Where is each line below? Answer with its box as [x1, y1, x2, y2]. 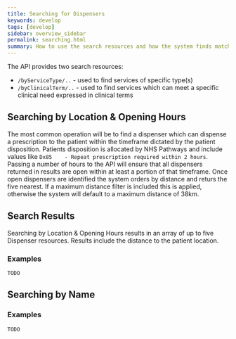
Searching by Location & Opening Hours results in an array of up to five [7, 229, 214, 237]
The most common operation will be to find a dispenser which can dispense [7, 129, 227, 138]
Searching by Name [7, 289, 96, 301]
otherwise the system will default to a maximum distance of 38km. [7, 189, 199, 198]
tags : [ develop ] [7, 23, 55, 30]
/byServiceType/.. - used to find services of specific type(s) [17, 76, 193, 84]
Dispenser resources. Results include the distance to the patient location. [7, 236, 219, 245]
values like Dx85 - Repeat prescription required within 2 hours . [7, 152, 209, 160]
